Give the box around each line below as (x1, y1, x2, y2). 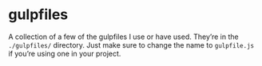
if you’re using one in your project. (8, 49, 121, 58)
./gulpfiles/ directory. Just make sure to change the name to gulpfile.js (8, 40, 254, 49)
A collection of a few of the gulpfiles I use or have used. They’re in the (8, 32, 239, 41)
